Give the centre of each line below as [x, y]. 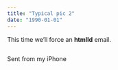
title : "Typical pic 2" [41, 13]
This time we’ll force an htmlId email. [59, 39]
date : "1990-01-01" [35, 20]
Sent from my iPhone [37, 58]
